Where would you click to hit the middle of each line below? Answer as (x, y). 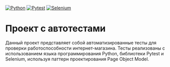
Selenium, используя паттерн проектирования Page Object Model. (77, 59)
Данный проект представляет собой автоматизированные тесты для (81, 42)
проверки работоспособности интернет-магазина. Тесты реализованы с (85, 48)
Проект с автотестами (56, 29)
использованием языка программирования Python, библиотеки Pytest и (84, 53)
